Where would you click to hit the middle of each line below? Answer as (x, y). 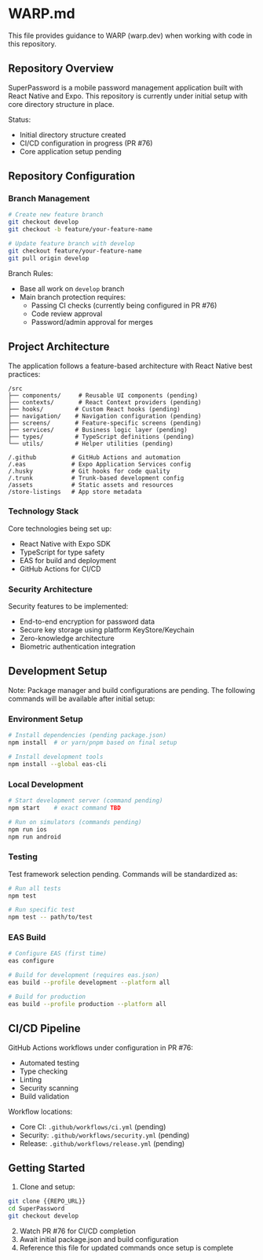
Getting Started (47, 1168)
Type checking (44, 1071)
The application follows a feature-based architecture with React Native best (130, 366)
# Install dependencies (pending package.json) (88, 735)
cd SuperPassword (37, 1209)
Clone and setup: (47, 1187)
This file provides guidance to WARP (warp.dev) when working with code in (130, 35)
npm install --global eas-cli (58, 764)
